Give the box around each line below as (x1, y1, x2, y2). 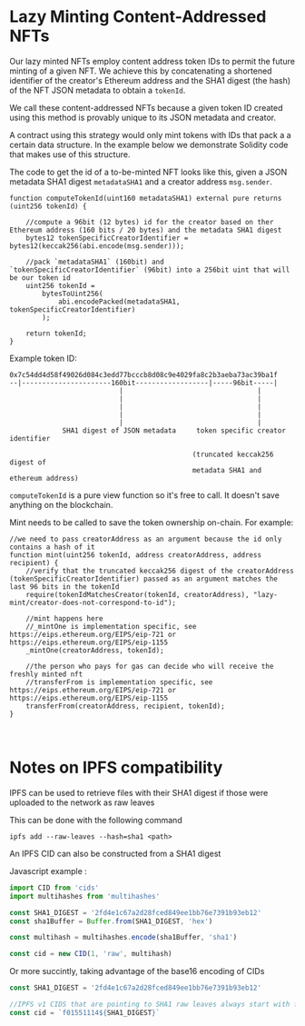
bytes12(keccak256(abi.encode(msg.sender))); (9, 241, 184, 251)
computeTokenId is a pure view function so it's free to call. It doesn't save (9, 489, 280, 501)
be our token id (9, 273, 71, 283)
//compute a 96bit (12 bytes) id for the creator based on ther (25, 217, 274, 226)
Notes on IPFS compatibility (9, 757, 223, 778)
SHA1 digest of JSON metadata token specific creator (62, 425, 286, 435)
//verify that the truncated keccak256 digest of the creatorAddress (25, 566, 295, 575)
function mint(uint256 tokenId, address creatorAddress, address (9, 550, 261, 560)
